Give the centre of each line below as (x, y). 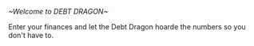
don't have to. (31, 35)
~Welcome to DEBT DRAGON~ (58, 11)
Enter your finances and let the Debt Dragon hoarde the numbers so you (127, 27)
